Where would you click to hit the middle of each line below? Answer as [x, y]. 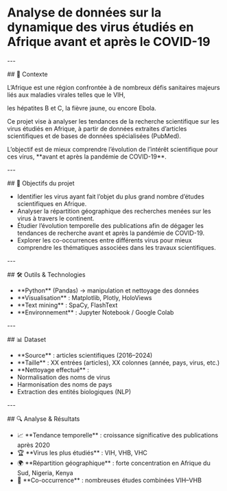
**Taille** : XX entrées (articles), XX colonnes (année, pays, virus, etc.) [118, 363]
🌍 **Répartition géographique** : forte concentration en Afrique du [113, 463]
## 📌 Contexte [27, 74]
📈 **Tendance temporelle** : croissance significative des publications [117, 435]
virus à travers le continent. [56, 218]
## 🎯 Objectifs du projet [41, 183]
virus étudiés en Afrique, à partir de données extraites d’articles [97, 128]
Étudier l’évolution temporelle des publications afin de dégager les [110, 225]
